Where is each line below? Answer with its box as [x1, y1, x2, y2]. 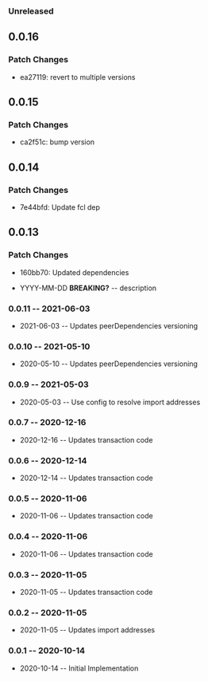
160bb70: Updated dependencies [19, 267, 129, 277]
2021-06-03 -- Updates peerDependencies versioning [19, 321, 198, 330]
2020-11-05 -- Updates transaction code [19, 588, 153, 597]
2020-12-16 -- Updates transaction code [19, 435, 153, 444]
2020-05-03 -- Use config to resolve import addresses [19, 397, 201, 407]
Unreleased [8, 6, 54, 17]
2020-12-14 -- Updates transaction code [19, 473, 153, 483]
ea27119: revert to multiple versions [19, 72, 136, 81]
